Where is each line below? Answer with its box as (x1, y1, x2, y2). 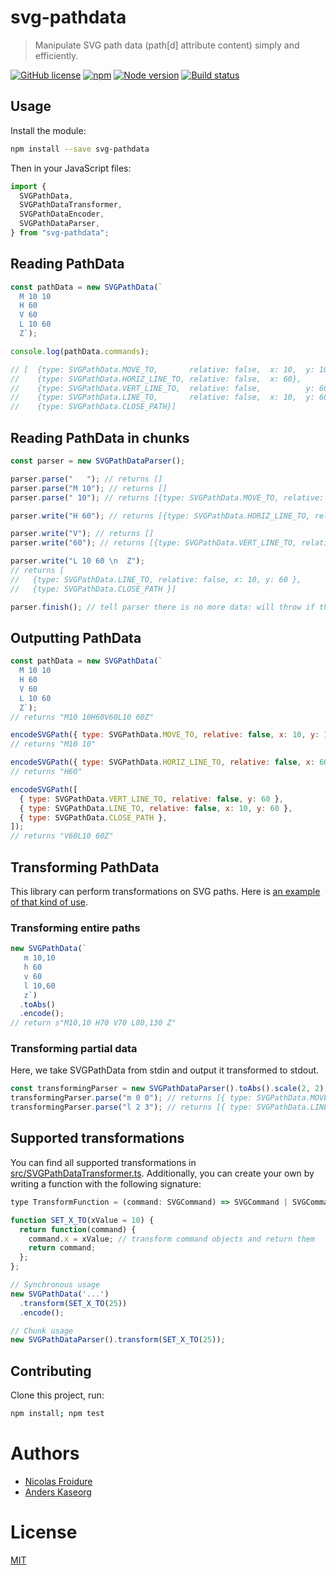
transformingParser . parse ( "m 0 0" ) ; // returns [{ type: (10, 1093, 253, 1103)
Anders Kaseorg (24, 1486, 92, 1498)
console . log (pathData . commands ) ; (10, 346, 150, 356)
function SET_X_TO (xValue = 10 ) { (10, 1215, 155, 1225)
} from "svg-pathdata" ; (10, 228, 110, 238)
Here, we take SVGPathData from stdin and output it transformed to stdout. (10, 1064, 320, 1076)
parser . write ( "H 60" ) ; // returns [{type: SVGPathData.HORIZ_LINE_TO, (10, 511, 311, 521)
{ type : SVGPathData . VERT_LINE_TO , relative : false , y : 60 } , (19, 794, 284, 804)
